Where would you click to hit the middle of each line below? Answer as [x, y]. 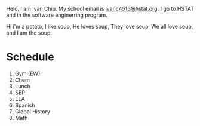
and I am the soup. [29, 33]
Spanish [25, 105]
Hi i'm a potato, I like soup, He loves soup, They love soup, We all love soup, [100, 27]
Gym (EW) [27, 73]
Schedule [30, 57]
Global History [33, 111]
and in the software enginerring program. [57, 15]
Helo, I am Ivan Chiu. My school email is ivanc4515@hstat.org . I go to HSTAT [100, 9]
